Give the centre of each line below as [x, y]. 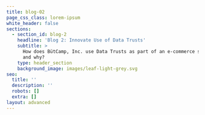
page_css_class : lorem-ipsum [43, 18]
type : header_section [45, 63]
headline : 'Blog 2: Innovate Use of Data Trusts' [82, 40]
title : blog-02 [26, 12]
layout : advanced [28, 102]
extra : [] [24, 97]
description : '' [32, 86]
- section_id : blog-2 [39, 35]
